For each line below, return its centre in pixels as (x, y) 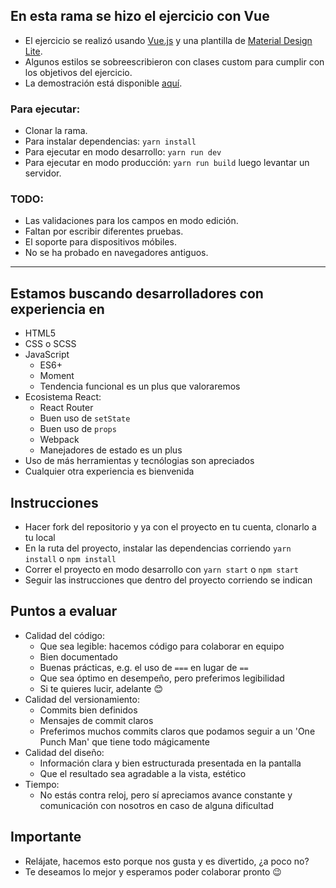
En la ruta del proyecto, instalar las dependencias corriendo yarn (158, 548)
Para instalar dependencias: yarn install (110, 141)
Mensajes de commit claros (96, 720)
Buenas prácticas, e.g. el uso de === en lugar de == (144, 667)
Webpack (59, 440)
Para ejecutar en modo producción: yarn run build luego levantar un (167, 163)
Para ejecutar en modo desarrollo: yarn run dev (123, 152)
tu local (40, 538)
